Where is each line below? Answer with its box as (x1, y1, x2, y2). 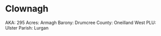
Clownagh (5, 3, 48, 14)
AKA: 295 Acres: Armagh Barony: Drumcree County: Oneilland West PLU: (5, 19, 156, 25)
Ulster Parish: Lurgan (5, 24, 49, 30)
